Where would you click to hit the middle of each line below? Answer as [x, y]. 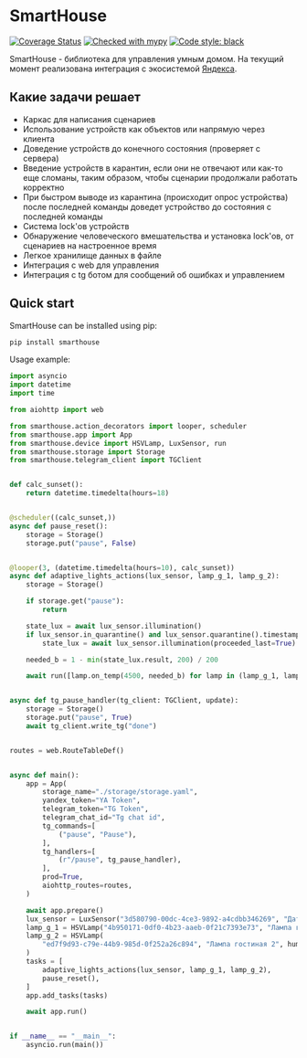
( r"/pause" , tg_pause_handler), [120, 860]
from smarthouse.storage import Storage [88, 452]
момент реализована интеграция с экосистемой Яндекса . [123, 69]
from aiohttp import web [57, 410]
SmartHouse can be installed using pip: [84, 325]
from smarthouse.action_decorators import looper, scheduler [128, 426]
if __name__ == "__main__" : [63, 1037]
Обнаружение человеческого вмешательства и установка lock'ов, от [158, 236]
